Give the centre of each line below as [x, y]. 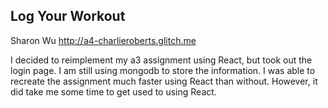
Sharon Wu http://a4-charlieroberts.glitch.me [103, 40]
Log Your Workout [68, 16]
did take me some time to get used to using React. [113, 91]
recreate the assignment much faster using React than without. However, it [164, 81]
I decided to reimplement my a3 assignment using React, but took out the [161, 60]
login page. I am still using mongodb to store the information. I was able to [163, 70]
